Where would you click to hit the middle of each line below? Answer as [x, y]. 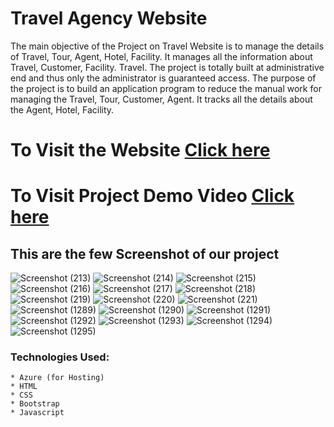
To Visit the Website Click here [140, 150]
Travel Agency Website [109, 18]
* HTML [24, 387]
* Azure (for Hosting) [57, 378]
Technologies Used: [60, 357]
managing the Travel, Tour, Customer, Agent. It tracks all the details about [161, 99]
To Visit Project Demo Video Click [152, 196]
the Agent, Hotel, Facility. [62, 109]
